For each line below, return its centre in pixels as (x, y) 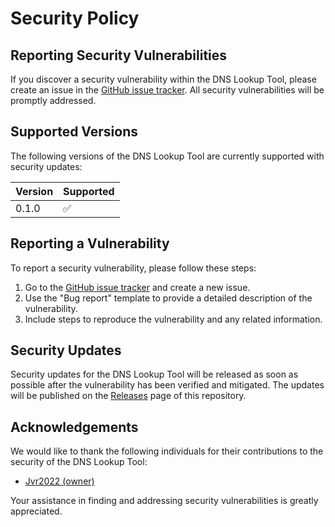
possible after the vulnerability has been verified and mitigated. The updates (167, 385)
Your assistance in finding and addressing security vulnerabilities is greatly (164, 501)
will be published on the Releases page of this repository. (128, 396)
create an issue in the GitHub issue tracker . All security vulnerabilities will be (167, 90)
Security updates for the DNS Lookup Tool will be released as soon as (154, 374)
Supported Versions (74, 132)
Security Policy (75, 18)
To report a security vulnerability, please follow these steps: (133, 268)
